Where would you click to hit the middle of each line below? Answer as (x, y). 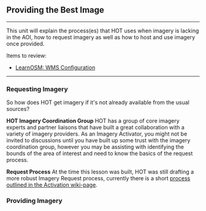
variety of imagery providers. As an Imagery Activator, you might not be (97, 134)
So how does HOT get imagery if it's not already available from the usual (98, 102)
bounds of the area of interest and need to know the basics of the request (100, 153)
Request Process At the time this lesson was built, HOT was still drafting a (100, 172)
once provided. (25, 44)
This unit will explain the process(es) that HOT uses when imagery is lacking (103, 31)
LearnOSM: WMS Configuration (55, 67)
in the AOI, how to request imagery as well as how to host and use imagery (101, 37)
